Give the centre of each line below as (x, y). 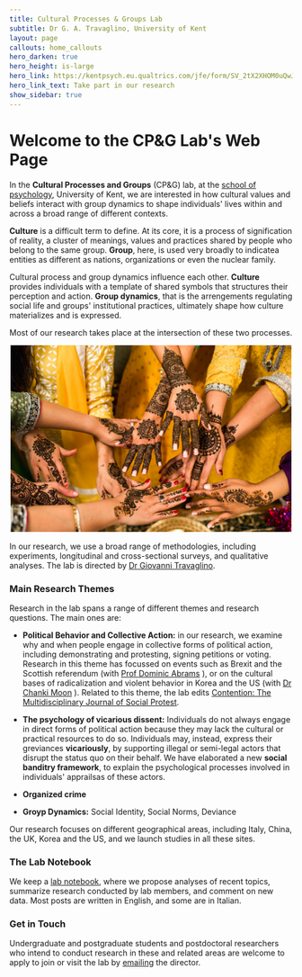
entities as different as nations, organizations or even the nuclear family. (142, 259)
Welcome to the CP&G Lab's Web (135, 140)
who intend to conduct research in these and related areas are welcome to (147, 953)
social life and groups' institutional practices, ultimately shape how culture (147, 305)
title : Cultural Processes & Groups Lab (86, 19)
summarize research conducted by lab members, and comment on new (142, 892)
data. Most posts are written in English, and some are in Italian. (125, 901)
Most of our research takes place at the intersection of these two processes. (151, 332)
